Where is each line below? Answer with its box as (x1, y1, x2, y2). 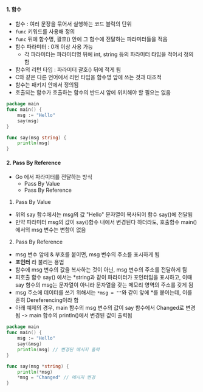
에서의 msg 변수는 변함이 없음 (15, 226, 86, 234)
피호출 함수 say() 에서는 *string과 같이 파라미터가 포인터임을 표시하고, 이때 (15, 274, 193, 281)
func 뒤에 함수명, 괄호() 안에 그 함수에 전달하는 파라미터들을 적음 (15, 35, 168, 43)
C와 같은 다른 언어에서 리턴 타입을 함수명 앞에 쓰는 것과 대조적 (15, 74, 162, 81)
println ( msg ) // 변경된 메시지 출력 (17, 346, 100, 352)
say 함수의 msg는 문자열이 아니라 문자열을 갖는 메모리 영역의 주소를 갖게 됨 (15, 281, 193, 289)
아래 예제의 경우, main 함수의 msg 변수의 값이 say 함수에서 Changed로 (15, 304, 184, 312)
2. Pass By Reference (6, 159, 61, 166)
